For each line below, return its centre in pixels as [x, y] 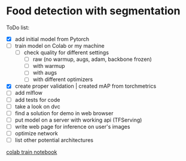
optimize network [36, 133]
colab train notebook [32, 152]
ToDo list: [18, 27]
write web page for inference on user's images [72, 126]
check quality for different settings [66, 52]
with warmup [49, 66]
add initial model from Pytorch [52, 39]
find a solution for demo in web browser [64, 113]
